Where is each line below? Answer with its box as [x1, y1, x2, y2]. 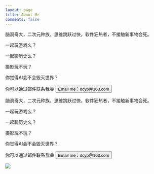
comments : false [5, 17, 40, 22]
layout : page [5, 7, 33, 13]
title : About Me [5, 12, 40, 17]
